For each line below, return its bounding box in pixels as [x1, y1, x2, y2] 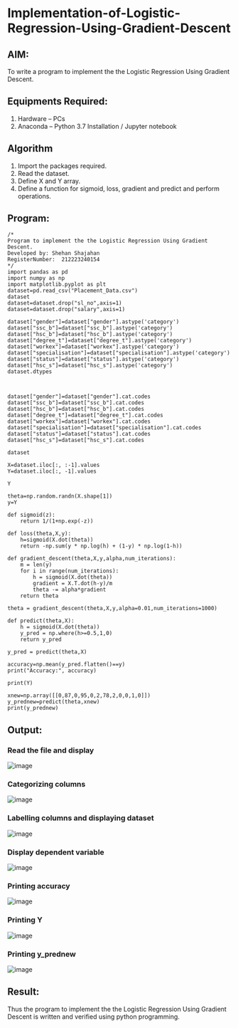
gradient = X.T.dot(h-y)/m [33, 580, 113, 587]
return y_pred [20, 636, 62, 644]
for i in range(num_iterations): [20, 567, 119, 575]
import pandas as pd [7, 268, 69, 276]
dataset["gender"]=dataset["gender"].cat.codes [7, 393, 151, 400]
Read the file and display [7, 745, 94, 755]
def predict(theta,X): [7, 617, 75, 624]
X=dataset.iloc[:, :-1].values [7, 461, 100, 469]
